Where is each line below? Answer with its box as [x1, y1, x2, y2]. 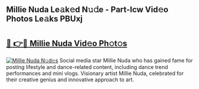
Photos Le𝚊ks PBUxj [6, 14, 83, 24]
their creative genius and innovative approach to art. [6, 76, 134, 83]
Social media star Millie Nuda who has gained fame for [59, 57, 193, 64]
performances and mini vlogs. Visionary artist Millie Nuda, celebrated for [6, 70, 184, 77]
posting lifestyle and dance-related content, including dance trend [6, 64, 168, 70]
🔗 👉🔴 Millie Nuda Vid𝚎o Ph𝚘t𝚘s [6, 38, 128, 48]
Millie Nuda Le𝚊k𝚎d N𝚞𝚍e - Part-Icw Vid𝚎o [6, 5, 169, 15]
